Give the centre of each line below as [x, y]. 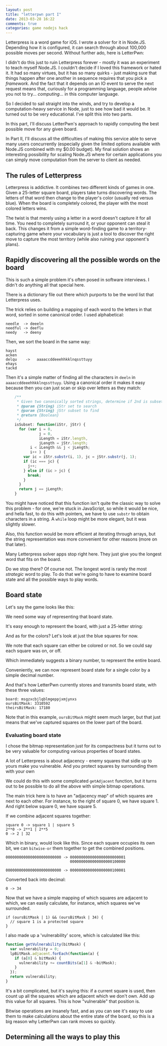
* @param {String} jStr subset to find [58, 411]
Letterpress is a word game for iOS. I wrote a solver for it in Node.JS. [76, 42]
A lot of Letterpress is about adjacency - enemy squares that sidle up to [79, 761]
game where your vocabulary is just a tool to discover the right [90, 234]
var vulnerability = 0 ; [34, 949]
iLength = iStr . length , [63, 438]
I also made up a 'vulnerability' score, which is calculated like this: [73, 935]
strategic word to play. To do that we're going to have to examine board [79, 574]
